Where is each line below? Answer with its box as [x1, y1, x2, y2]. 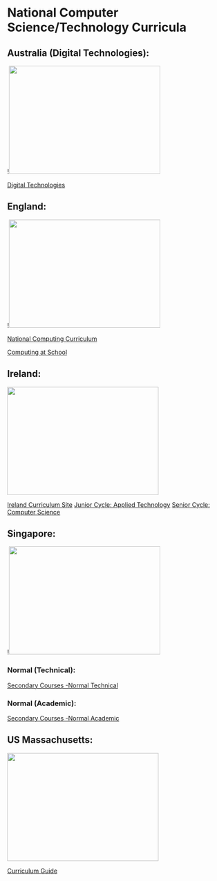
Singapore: [7, 528, 56, 540]
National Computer [7, 5, 119, 21]
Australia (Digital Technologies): [7, 47, 150, 59]
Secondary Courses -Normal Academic [7, 714, 120, 723]
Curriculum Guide [7, 866, 57, 875]
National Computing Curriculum [7, 334, 97, 343]
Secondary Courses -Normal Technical [7, 681, 119, 689]
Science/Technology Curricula [7, 19, 187, 35]
